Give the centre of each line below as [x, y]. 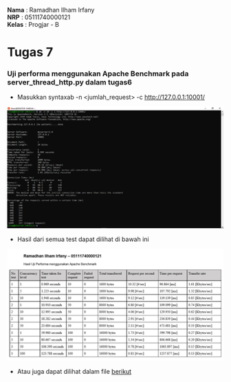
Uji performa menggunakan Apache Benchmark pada [98, 74]
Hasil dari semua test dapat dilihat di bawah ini [83, 239]
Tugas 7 [30, 53]
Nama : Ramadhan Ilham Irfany [51, 10]
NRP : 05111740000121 [39, 17]
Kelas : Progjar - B [33, 24]
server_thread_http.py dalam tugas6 [70, 82]
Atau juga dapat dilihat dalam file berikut [74, 372]
